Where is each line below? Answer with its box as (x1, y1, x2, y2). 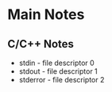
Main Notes (7, 6, 85, 24)
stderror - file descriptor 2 (18, 75, 105, 84)
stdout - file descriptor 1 (18, 67, 98, 76)
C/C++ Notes (7, 37, 75, 51)
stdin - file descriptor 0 (18, 58, 95, 67)
